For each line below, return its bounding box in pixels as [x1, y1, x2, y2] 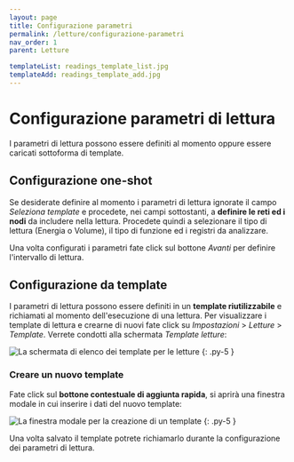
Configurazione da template [9, 277, 168, 293]
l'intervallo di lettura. [9, 251, 84, 262]
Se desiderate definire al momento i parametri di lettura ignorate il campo [9, 196, 277, 207]
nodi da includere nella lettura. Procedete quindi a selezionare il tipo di [9, 215, 267, 227]
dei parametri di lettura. [9, 442, 95, 453]
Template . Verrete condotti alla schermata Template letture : [9, 330, 227, 340]
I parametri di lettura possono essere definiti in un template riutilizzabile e [9, 301, 282, 312]
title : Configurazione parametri [9, 21, 133, 30]
